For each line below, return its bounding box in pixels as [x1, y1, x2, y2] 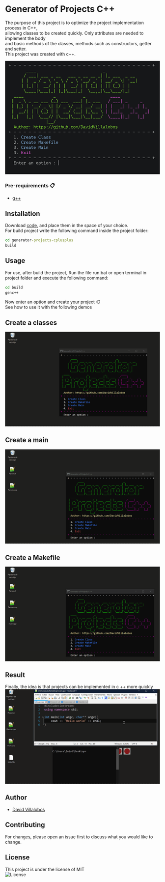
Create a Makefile [5, 553, 60, 562]
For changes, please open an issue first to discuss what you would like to [5, 834, 153, 840]
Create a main [5, 436, 49, 444]
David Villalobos [12, 806, 45, 812]
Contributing [5, 821, 45, 829]
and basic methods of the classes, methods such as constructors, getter [5, 40, 152, 46]
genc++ [5, 290, 19, 295]
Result [5, 671, 26, 679]
